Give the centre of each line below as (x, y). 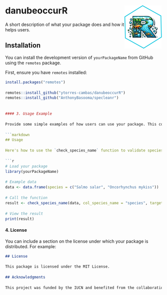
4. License (16, 230)
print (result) (20, 219)
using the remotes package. (33, 63)
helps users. (18, 29)
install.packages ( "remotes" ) (35, 82)
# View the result (24, 214)
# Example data (21, 182)
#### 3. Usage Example (29, 114)
